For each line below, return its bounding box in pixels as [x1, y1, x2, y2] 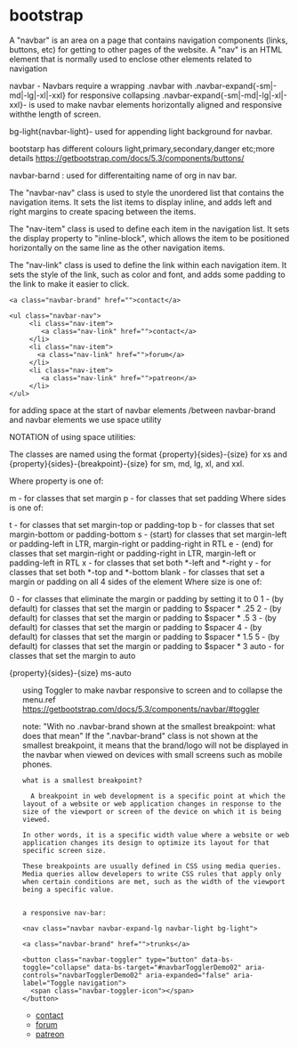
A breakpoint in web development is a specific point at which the [30, 792, 286, 800]
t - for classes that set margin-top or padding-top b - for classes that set [9, 519, 275, 530]
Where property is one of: [9, 475, 104, 486]
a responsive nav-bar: [21, 908, 107, 917]
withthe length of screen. [9, 109, 101, 119]
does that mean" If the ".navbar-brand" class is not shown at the [21, 730, 259, 741]
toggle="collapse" [21, 963, 91, 971]
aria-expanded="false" [145, 971, 230, 979]
